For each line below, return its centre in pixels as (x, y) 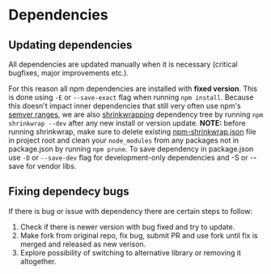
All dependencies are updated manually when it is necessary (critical (123, 64)
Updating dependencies (70, 45)
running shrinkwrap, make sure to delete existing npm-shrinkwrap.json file (132, 132)
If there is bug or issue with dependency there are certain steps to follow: (131, 211)
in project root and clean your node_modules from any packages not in (124, 140)
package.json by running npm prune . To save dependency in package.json (131, 149)
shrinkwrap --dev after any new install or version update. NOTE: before (127, 123)
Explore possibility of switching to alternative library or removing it (130, 252)
